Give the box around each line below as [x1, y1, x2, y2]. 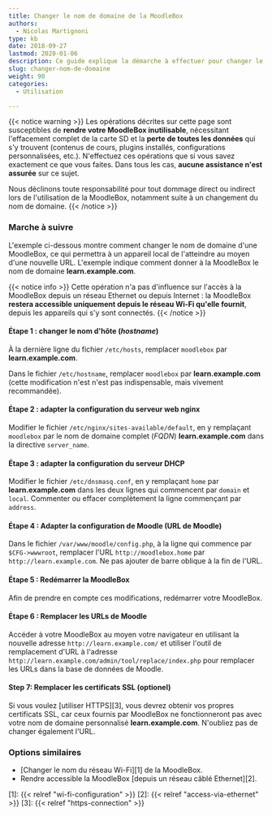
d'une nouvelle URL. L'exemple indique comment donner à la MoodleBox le [8, 257, 259, 267]
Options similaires [8, 747, 82, 758]
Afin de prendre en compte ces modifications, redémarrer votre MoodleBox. [8, 593, 262, 602]
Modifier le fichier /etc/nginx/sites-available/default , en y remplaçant [8, 423, 252, 433]
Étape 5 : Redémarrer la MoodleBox [8, 575, 130, 585]
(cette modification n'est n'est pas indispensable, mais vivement [8, 377, 224, 386]
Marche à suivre [8, 222, 74, 233]
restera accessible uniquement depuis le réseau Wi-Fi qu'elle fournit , [8, 299, 248, 309]
